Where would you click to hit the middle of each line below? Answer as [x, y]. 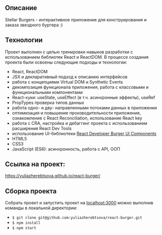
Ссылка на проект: [35, 164]
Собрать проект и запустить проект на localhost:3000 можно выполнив [79, 203]
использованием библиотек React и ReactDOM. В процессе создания [77, 57]
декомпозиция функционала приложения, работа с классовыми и [80, 87]
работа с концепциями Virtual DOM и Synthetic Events [67, 82]
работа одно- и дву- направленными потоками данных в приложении [84, 108]
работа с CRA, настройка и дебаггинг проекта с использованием [80, 123]
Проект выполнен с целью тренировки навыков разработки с [69, 52]
